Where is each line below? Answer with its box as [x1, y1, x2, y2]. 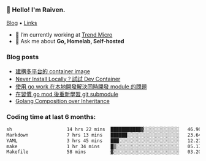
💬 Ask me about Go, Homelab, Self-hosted [15, 38, 124, 45]
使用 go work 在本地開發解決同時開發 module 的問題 [15, 82, 147, 90]
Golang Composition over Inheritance [15, 97, 110, 104]
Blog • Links [6, 20, 37, 27]
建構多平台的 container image [15, 67, 91, 75]
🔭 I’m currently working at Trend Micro [15, 31, 113, 38]
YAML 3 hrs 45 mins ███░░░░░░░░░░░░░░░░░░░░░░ [6, 137, 180, 144]
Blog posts [6, 53, 39, 62]
